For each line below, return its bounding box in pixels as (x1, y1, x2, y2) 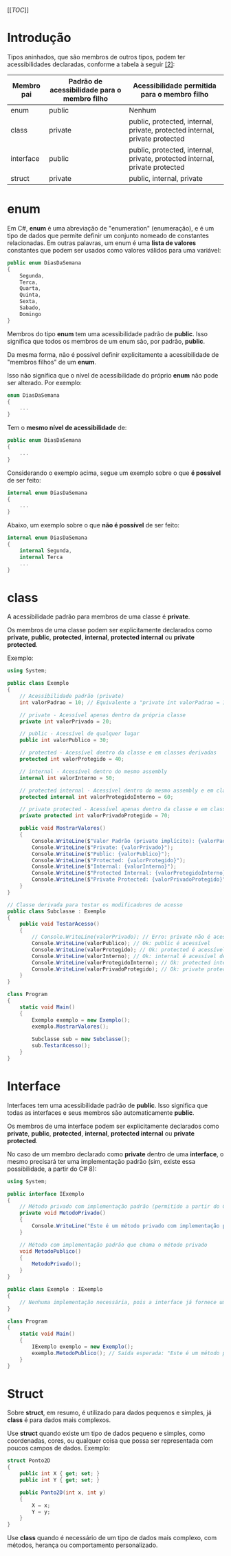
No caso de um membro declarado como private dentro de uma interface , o (7, 1149, 224, 1158)
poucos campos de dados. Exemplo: (7, 1444, 111, 1452)
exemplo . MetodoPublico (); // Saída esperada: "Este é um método (32, 1350, 220, 1356)
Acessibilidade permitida (133, 81, 217, 90)
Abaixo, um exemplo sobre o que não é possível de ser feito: (7, 521, 180, 529)
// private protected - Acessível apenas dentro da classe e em (19, 806, 208, 813)
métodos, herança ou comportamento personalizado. (7, 1541, 158, 1549)
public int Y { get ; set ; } (19, 1477, 100, 1484)
